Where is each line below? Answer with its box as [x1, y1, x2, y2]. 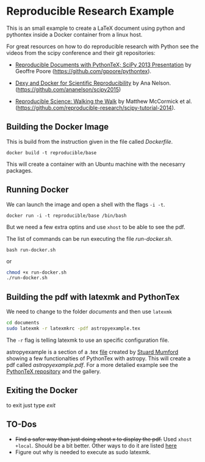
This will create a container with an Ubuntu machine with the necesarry [6, 160, 185, 168]
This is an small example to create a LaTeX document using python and [6, 24, 185, 32]
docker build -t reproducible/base [6, 149, 97, 156]
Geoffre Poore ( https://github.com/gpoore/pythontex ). [15, 67, 151, 74]
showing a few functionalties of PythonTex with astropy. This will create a [6, 355, 191, 362]
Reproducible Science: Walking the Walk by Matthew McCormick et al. [15, 98, 192, 105]
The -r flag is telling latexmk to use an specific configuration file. [6, 336, 170, 344]
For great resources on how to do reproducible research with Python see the [6, 43, 199, 50]
